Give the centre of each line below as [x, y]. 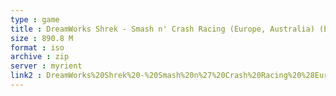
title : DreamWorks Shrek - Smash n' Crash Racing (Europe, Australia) [162, 29]
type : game [35, 19]
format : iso [37, 47]
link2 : [26, 76]
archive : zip [40, 57]
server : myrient [46, 66]
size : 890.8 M [42, 38]
